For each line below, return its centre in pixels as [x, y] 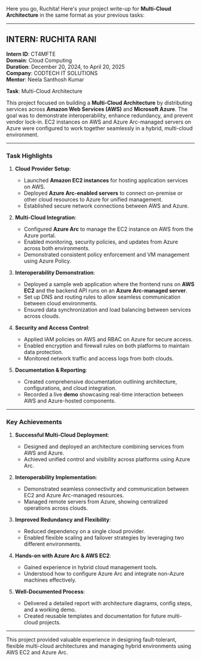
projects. [50, 623]
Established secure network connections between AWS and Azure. [106, 206]
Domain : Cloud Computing [39, 60]
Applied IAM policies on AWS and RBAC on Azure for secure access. [108, 339]
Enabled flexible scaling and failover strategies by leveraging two [104, 538]
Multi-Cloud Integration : [45, 218]
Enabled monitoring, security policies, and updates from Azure [101, 242]
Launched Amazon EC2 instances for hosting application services [106, 181]
